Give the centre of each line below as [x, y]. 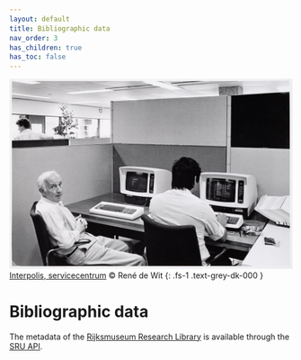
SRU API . [26, 346]
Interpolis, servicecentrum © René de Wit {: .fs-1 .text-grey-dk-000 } [136, 275]
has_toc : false [38, 57]
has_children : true [46, 48]
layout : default [40, 19]
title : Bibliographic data [60, 28]
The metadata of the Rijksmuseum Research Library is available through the [150, 337]
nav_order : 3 [34, 38]
